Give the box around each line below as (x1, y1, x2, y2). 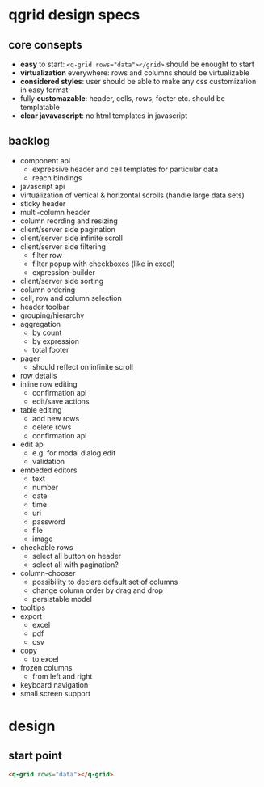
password (31, 516, 66, 527)
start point (8, 749, 62, 763)
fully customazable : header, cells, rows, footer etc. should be (19, 94, 226, 103)
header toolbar (19, 302, 70, 311)
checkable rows (19, 542, 73, 552)
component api (19, 155, 71, 165)
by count (31, 328, 62, 337)
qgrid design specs (8, 6, 140, 24)
